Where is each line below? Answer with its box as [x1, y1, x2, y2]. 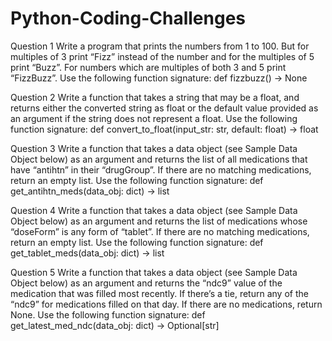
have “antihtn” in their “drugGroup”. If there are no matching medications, [10, 163, 312, 176]
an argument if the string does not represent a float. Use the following [10, 112, 298, 124]
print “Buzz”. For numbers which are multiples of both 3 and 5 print [10, 61, 287, 73]
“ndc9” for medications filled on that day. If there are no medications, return [10, 298, 323, 310]
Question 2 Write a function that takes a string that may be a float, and [10, 91, 300, 103]
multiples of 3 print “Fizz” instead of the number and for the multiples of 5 [10, 50, 315, 62]
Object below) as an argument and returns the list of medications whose [10, 215, 308, 227]
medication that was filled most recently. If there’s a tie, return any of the [10, 287, 309, 299]
